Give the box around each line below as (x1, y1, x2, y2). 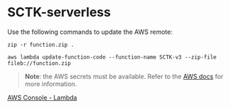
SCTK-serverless (7, 4, 111, 20)
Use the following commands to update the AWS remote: (7, 28, 173, 36)
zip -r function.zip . (7, 41, 74, 48)
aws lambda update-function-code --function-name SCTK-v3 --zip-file (7, 54, 217, 61)
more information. (24, 79, 77, 88)
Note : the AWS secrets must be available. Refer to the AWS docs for (24, 72, 224, 80)
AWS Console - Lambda (7, 93, 78, 102)
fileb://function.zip (7, 59, 71, 67)
